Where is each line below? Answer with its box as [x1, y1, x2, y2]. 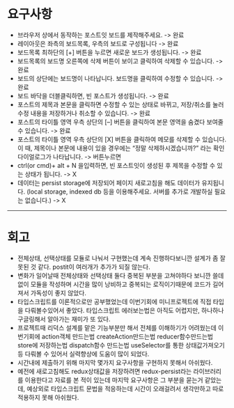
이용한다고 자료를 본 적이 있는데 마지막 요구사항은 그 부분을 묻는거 [24, 375, 203, 384]
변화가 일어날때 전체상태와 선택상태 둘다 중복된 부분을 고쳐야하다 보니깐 [17, 271, 211, 279]
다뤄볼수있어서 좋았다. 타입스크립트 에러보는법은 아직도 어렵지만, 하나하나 [24, 306, 224, 314]
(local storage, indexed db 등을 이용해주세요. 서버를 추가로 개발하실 [26, 187, 213, 196]
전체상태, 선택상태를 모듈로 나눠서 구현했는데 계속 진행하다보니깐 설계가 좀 [17, 253, 219, 262]
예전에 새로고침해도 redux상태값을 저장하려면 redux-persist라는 [17, 367, 192, 375]
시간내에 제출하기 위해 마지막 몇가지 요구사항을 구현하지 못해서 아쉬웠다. [17, 358, 213, 366]
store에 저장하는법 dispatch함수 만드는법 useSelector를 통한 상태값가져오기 [17, 340, 225, 349]
